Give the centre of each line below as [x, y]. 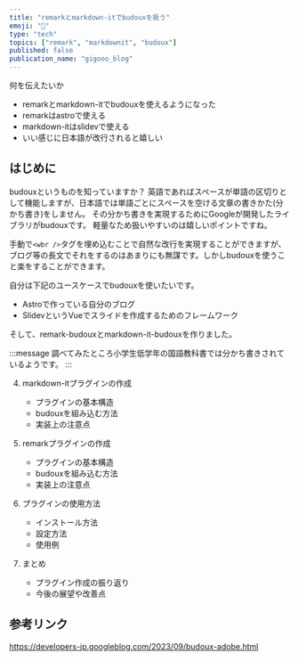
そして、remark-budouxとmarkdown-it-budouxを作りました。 [123, 334]
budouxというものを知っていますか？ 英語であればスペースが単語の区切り [145, 192]
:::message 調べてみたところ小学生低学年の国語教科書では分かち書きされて [147, 353]
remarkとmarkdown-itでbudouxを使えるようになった [119, 104]
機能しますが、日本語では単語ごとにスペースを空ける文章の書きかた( [150, 202]
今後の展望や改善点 [71, 593]
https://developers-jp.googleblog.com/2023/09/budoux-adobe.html [134, 646]
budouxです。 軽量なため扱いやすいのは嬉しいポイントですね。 [156, 224]
